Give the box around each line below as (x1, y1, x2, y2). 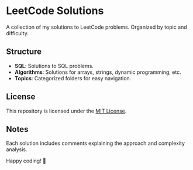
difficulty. (6, 29, 29, 36)
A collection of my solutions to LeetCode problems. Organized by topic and (6, 23, 187, 30)
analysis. (6, 146, 27, 153)
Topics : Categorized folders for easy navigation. (14, 74, 132, 81)
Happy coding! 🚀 (6, 157, 47, 165)
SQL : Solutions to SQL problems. (14, 62, 94, 69)
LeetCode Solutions (6, 4, 104, 18)
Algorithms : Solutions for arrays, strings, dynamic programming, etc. (14, 69, 181, 76)
